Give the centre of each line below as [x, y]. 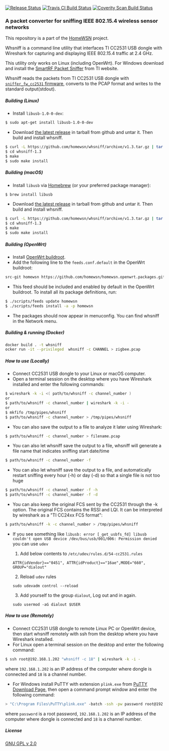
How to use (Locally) [27, 361]
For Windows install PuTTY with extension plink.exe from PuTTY [80, 684]
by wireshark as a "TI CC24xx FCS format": [58, 515]
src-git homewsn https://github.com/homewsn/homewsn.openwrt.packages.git [85, 277]
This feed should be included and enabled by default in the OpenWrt [83, 287]
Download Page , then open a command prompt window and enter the [85, 689]
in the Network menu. [35, 321]
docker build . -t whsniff [33, 345]
